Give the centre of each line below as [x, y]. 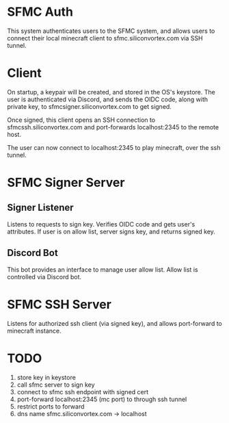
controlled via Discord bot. [44, 277]
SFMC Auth [40, 12]
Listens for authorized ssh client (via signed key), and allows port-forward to [114, 323]
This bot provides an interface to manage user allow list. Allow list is [103, 269]
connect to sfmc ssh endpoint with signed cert [83, 392]
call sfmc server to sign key [56, 385]
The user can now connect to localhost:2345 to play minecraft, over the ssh [114, 147]
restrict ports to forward [51, 406]
